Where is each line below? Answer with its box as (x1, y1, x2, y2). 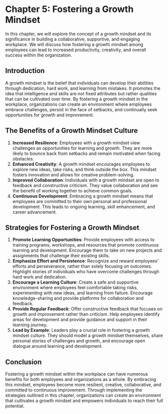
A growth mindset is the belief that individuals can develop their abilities (5, 80, 154, 86)
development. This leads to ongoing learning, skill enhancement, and (12, 203, 155, 210)
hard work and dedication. (12, 274, 67, 280)
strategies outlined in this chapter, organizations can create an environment (5, 392, 161, 398)
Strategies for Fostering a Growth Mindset (5, 223, 139, 232)
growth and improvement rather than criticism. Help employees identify (12, 311, 160, 317)
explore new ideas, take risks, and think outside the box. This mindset (12, 166, 157, 172)
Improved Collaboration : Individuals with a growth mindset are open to (12, 177, 159, 183)
